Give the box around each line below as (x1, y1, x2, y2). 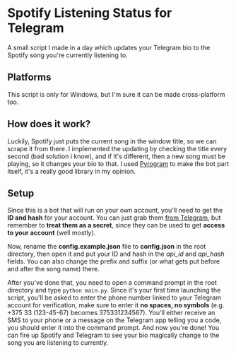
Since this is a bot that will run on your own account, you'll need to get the (7, 206, 223, 215)
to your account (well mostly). (7, 228, 96, 237)
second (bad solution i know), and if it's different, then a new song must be (7, 152, 226, 160)
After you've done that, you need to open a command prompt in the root (7, 278, 218, 287)
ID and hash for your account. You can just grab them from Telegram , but (7, 213, 221, 222)
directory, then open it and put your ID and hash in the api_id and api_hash (7, 249, 225, 259)
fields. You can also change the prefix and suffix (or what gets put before (7, 257, 220, 266)
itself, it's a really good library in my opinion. (7, 167, 136, 175)
